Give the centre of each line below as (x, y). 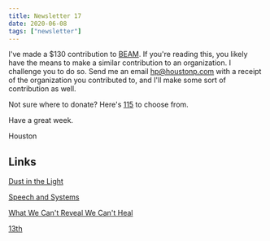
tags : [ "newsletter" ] (45, 31)
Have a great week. (41, 120)
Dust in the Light (36, 182)
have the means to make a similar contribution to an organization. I (120, 63)
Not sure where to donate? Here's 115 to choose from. (98, 105)
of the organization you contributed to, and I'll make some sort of (117, 80)
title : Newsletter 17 (45, 16)
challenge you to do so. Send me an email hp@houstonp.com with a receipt (135, 72)
